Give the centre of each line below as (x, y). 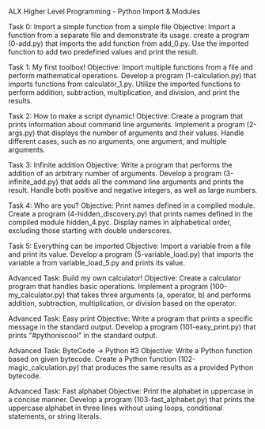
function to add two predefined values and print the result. (104, 52)
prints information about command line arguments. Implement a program (127, 124)
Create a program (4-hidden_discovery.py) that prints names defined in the (131, 214)
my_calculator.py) (37, 295)
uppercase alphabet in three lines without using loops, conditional (115, 408)
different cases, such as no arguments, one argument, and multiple (117, 141)
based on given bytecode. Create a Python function (92, 359)
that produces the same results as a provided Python (167, 367)
